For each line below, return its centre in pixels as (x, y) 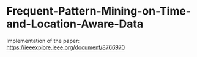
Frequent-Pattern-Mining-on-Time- (99, 11)
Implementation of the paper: (43, 41)
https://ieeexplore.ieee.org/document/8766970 (66, 47)
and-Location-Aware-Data (75, 24)
